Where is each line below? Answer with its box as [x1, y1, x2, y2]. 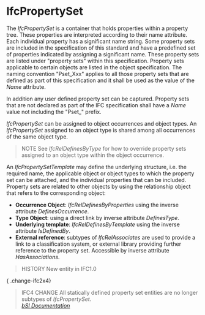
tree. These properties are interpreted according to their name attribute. [6, 31, 188, 38]
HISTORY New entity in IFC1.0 [21, 265, 97, 272]
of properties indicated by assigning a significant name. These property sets [6, 50, 199, 58]
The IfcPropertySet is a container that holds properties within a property [6, 25, 188, 32]
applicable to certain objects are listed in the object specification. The [6, 63, 182, 71]
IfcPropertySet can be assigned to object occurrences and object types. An [6, 120, 197, 127]
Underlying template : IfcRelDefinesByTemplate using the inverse [15, 221, 181, 228]
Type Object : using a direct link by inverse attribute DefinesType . [15, 214, 179, 221]
